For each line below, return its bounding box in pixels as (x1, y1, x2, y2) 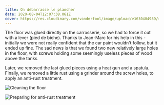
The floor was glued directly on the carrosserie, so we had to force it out (5, 30, 151, 36)
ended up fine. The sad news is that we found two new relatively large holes (5, 45, 158, 51)
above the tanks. (5, 56, 39, 62)
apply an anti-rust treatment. (5, 75, 63, 81)
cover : (5, 16, 19, 21)
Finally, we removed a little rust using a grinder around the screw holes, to (5, 70, 154, 76)
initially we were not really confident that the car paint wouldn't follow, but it (5, 40, 157, 46)
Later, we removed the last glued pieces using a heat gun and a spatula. (5, 65, 150, 71)
